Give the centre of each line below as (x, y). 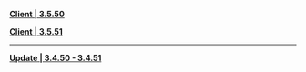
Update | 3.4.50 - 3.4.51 (56, 58)
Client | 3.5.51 (36, 31)
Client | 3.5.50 (37, 14)
